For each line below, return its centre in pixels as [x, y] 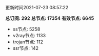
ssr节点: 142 [26, 48]
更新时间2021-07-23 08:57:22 [37, 7]
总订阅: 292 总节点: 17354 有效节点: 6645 [50, 18]
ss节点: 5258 [26, 29]
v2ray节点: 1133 [29, 35]
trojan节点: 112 [28, 42]
